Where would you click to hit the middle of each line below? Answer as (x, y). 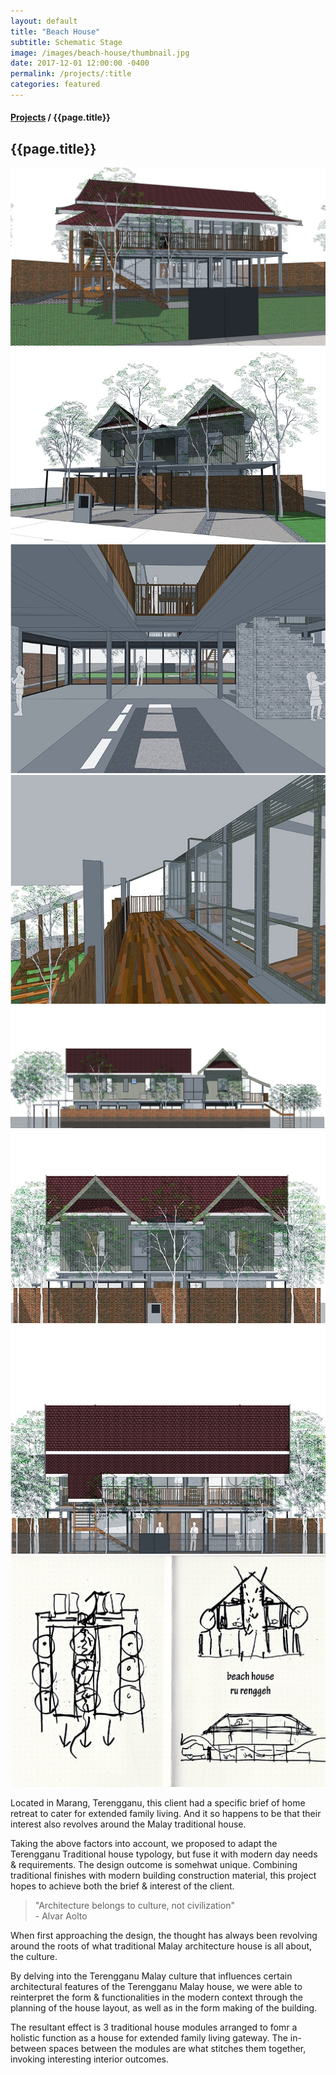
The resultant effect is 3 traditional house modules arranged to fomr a (154, 2027)
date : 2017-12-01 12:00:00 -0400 (80, 63)
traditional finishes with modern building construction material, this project (163, 1876)
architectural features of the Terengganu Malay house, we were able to (156, 1987)
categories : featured (55, 85)
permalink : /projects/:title (71, 74)
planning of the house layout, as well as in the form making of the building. (164, 2008)
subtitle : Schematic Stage (66, 42)
